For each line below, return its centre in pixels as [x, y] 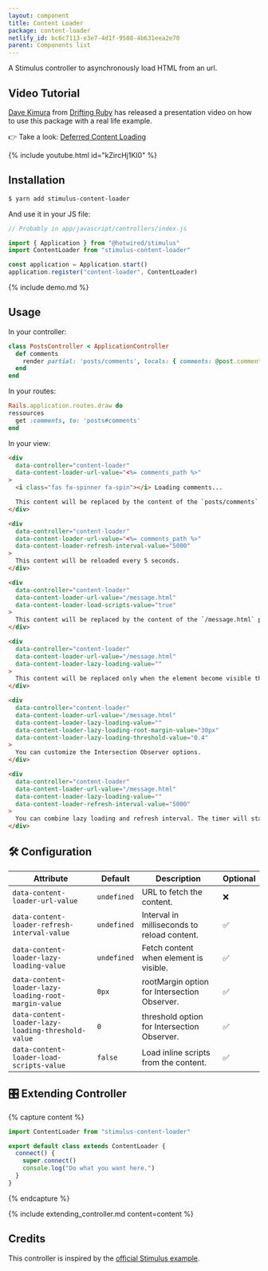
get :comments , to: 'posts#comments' [78, 420]
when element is [172, 957]
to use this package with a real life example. [81, 120]
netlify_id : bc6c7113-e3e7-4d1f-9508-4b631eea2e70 [94, 38]
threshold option [172, 1016]
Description [178, 878]
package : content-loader [49, 30]
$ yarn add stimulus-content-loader [69, 199]
